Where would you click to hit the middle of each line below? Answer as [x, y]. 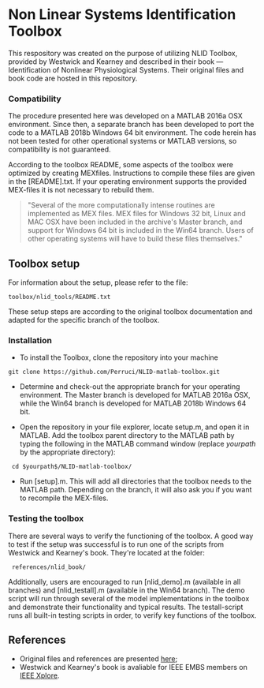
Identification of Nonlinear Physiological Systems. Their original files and [126, 69]
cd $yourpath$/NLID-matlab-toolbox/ [72, 467]
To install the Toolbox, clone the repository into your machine [119, 357]
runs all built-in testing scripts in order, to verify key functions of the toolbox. [132, 615]
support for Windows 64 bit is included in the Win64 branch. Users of [140, 230]
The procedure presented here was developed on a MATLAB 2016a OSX [125, 116]
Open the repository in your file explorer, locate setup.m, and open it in [134, 427]
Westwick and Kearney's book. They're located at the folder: [106, 552]
